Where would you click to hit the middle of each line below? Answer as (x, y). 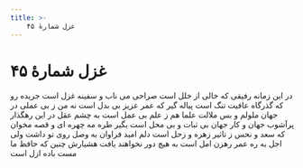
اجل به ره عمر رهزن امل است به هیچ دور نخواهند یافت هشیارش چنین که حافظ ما (146, 144)
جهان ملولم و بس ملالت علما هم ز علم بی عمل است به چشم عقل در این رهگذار (144, 115)
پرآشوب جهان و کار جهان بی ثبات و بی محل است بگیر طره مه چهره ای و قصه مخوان (152, 125)
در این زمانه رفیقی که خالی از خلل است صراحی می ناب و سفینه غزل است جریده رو (151, 96)
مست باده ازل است (44, 154)
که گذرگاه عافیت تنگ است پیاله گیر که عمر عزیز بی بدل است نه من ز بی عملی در (147, 106)
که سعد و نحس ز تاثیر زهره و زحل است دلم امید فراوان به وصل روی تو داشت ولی (148, 134)
